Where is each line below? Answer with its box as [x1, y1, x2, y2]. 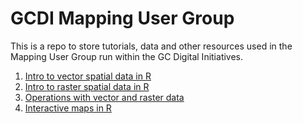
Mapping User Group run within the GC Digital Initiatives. [10, 50, 244, 62]
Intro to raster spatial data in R [24, 80, 150, 92]
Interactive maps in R [24, 102, 112, 114]
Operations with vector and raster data [24, 91, 185, 103]
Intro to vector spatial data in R [24, 70, 152, 82]
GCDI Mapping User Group [10, 7, 235, 30]
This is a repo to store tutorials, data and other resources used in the [10, 40, 293, 52]
